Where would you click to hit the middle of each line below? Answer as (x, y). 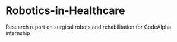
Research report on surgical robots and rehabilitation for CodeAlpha (88, 27)
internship (18, 33)
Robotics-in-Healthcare (65, 11)
